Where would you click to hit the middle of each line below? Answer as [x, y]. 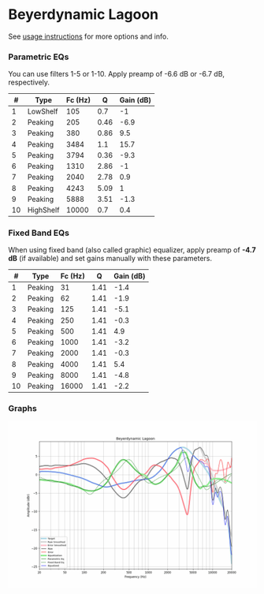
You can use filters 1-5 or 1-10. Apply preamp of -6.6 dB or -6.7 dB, [117, 74]
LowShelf [43, 111]
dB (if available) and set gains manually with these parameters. [110, 259]
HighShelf [43, 210]
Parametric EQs [39, 57]
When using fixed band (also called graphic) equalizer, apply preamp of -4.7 [132, 250]
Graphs [22, 409]
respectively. [29, 82]
